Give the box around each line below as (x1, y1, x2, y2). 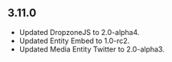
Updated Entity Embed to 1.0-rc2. (18, 36, 130, 45)
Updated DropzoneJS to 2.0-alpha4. (18, 27, 140, 37)
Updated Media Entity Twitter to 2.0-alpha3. (18, 44, 166, 54)
